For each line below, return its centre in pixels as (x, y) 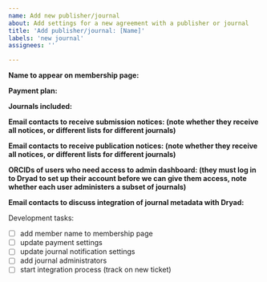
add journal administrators (63, 260)
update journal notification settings (77, 252)
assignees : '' (32, 46)
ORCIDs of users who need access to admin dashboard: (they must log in (132, 170)
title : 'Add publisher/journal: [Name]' (77, 30)
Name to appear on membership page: (74, 75)
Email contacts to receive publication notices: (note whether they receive (133, 146)
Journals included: (40, 107)
